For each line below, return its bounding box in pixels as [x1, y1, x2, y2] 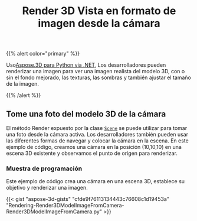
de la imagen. [6, 80, 40, 87]
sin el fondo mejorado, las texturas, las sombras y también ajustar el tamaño [6, 74, 192, 81]
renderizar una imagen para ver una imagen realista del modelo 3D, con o [6, 68, 185, 75]
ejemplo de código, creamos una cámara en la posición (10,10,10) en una [6, 144, 182, 150]
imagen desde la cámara [38, 17, 160, 30]
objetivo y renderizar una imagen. [6, 184, 88, 191]
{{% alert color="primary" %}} [6, 50, 80, 57]
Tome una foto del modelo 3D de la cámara [6, 109, 166, 119]
